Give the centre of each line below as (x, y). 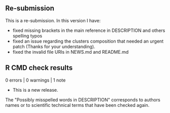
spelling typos (27, 35)
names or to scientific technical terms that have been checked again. (77, 105)
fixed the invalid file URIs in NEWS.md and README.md (71, 52)
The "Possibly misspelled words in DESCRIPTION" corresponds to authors (83, 100)
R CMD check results (39, 68)
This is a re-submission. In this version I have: (53, 20)
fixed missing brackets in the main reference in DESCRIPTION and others (89, 30)
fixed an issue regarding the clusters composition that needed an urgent (88, 41)
